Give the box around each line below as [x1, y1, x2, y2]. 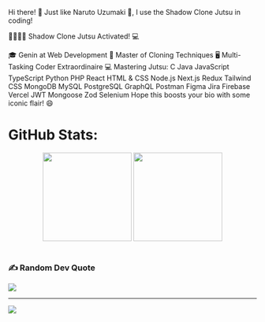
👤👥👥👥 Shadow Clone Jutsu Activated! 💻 [8, 31, 140, 41]
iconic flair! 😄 [8, 98, 54, 108]
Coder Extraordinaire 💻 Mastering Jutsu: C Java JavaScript [35, 62, 230, 71]
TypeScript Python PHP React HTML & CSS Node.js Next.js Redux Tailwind [8, 73, 252, 83]
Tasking [8, 62, 34, 71]
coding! [8, 16, 33, 25]
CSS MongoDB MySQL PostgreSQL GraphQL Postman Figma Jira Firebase [8, 82, 251, 91]
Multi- [221, 50, 241, 59]
